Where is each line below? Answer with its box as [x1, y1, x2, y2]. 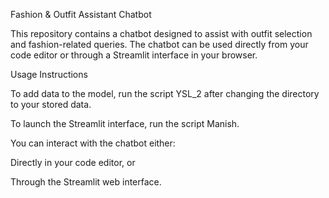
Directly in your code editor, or [10, 157, 136, 168]
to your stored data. [10, 99, 92, 110]
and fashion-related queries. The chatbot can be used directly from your [10, 39, 309, 50]
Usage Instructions [10, 69, 88, 80]
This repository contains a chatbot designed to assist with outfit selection [10, 28, 313, 39]
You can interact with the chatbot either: [10, 137, 176, 149]
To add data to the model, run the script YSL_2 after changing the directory [10, 88, 320, 99]
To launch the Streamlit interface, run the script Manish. [10, 118, 240, 129]
